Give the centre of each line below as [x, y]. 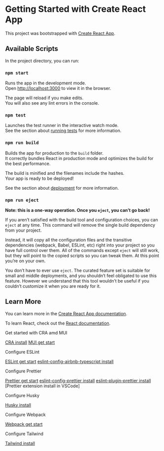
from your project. [23, 230]
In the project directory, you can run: [42, 61]
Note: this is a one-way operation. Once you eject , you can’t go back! [78, 210]
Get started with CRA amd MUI [36, 332]
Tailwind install [20, 443]
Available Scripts [32, 49]
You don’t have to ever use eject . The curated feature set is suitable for [78, 270]
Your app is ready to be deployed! [39, 178]
